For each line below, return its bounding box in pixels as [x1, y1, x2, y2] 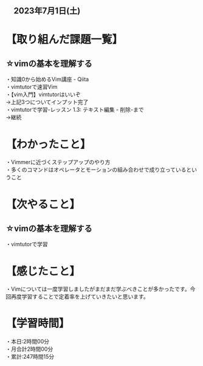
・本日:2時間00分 [5, 338, 50, 345]
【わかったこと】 [5, 137, 92, 151]
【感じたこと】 [5, 264, 81, 278]
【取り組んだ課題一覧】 [5, 32, 123, 46]
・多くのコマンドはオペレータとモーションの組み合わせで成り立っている [5, 166, 187, 173]
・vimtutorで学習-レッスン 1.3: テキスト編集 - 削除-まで [5, 106, 144, 114]
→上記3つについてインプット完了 [5, 98, 89, 106]
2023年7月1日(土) [13, 5, 81, 16]
